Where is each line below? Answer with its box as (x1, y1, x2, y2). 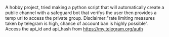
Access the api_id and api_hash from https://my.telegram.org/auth (5, 26, 143, 32)
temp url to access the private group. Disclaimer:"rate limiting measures (5, 15, 155, 21)
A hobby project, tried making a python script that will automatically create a (5, 5, 164, 10)
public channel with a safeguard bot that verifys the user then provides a (5, 10, 157, 16)
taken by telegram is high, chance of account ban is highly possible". (5, 20, 149, 26)
